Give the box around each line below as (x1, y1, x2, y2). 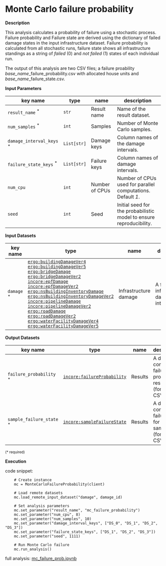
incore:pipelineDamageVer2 (28, 303, 91, 309)
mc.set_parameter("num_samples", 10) (14, 516, 92, 521)
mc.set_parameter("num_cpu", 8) (14, 512, 81, 517)
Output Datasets (5, 334, 40, 340)
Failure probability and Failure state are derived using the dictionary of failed (5, 35, 161, 41)
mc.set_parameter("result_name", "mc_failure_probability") (14, 508, 140, 513)
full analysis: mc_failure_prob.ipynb (5, 555, 77, 561)
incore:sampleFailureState (63, 419, 127, 424)
